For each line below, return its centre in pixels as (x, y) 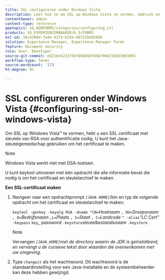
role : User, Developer (28, 51)
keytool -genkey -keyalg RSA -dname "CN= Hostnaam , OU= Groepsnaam (85, 212)
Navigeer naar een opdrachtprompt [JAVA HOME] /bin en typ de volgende (85, 197)
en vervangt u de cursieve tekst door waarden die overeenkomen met (83, 247)
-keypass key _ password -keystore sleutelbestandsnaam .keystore (80, 222)
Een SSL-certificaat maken (33, 187)
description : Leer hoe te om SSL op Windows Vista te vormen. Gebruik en (83, 14)
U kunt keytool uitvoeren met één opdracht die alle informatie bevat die (78, 172)
